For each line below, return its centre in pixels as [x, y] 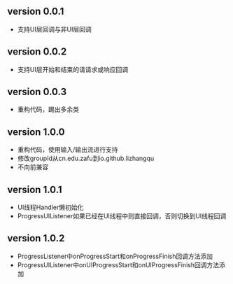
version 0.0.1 [36, 12]
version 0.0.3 [37, 92]
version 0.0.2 [37, 52]
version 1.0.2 [36, 238]
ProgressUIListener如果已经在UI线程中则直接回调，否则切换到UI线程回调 [122, 216]
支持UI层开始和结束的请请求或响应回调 [72, 69]
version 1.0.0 [36, 132]
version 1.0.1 [35, 189]
